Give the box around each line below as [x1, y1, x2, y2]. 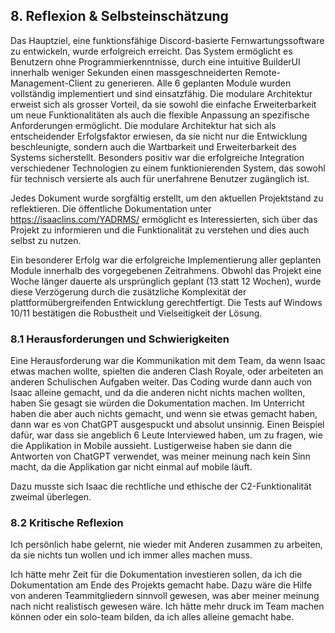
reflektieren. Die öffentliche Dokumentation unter [10, 202, 212, 214]
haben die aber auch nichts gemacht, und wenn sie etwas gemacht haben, [10, 408, 318, 420]
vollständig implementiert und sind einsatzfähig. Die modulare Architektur [10, 87, 313, 99]
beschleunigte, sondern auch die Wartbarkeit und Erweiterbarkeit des [10, 140, 297, 153]
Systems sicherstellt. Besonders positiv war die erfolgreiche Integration [10, 151, 305, 163]
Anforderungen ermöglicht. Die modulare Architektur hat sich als [10, 119, 277, 131]
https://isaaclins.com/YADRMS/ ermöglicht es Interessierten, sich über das [10, 213, 318, 225]
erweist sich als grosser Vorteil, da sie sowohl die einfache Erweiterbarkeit [10, 98, 317, 110]
